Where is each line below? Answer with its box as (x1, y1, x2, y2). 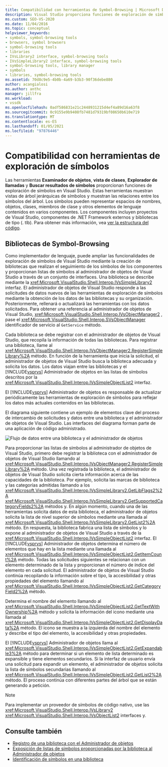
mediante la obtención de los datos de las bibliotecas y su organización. (5, 295, 153, 301)
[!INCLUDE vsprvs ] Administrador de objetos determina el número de (5, 541, 146, 547)
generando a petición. (5, 682, 51, 688)
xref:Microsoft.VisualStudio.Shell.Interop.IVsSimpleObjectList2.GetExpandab (5, 645, 162, 651)
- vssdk (5, 101, 21, 106)
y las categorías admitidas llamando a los (5, 482, 90, 488)
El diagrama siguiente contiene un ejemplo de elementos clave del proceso (5, 410, 160, 416)
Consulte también (5, 727, 62, 735)
